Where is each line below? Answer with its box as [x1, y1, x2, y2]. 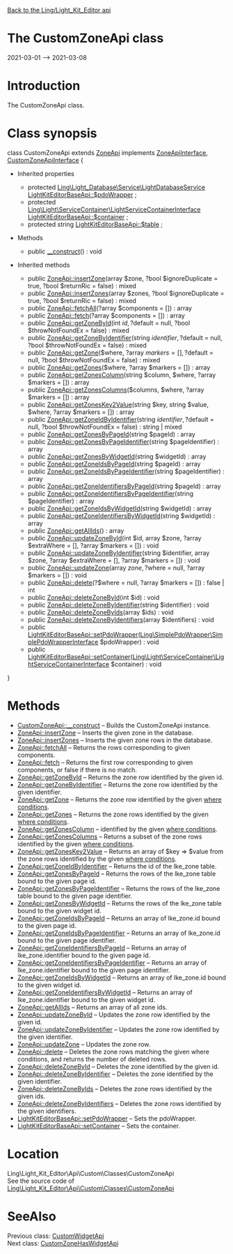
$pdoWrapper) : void [99, 637, 159, 646]
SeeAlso [7, 1208, 57, 1224]
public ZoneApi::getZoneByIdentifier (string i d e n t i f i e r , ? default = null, [27, 333, 223, 341]
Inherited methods [17, 260, 70, 269]
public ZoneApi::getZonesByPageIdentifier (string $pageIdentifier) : [27, 437, 220, 445]
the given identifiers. [17, 1107, 77, 1115]
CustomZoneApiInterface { [7, 156, 83, 164]
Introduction [7, 78, 81, 94]
